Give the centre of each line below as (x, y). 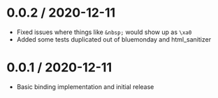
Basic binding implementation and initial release (85, 87)
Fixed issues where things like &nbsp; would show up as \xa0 (104, 32)
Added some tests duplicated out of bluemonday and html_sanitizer (114, 39)
